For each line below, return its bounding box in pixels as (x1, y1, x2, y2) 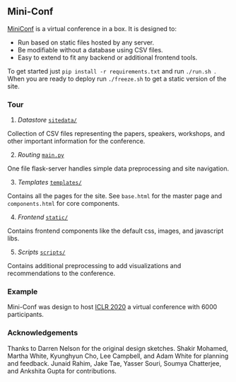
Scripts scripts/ (17, 248, 66, 257)
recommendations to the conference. (7, 269, 115, 278)
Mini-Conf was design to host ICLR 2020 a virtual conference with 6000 (7, 303, 218, 311)
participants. (7, 311, 45, 319)
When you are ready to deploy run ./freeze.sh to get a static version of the (7, 74, 227, 83)
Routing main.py (17, 151, 65, 159)
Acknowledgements (7, 328, 78, 338)
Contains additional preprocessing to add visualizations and (7, 262, 182, 270)
